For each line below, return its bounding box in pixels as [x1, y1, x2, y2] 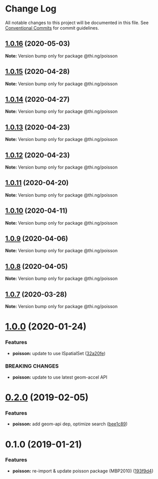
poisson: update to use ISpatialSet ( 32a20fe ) [12, 350, 106, 356]
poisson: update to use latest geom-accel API [12, 374, 107, 380]
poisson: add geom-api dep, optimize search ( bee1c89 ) [12, 421, 128, 427]
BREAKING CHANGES [5, 363, 59, 370]
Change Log [5, 3, 56, 15]
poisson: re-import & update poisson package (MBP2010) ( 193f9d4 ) [12, 467, 153, 474]
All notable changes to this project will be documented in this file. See [5, 20, 149, 26]
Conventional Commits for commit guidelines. [5, 25, 99, 31]
